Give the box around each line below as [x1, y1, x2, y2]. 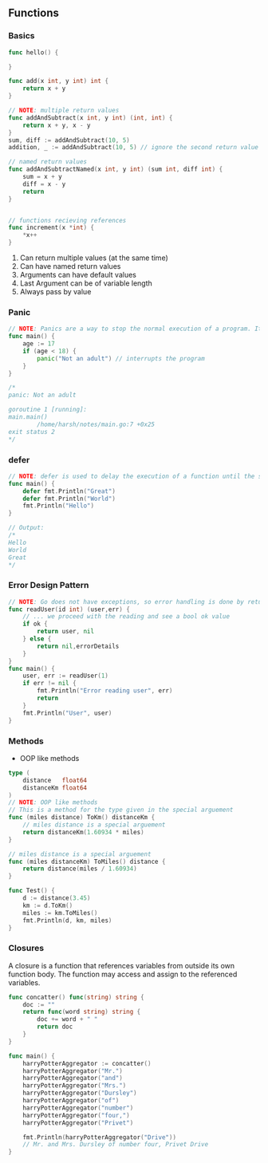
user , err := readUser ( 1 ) [22, 672, 109, 680]
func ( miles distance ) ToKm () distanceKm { [8, 814, 156, 822]
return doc [37, 1023, 73, 1031]
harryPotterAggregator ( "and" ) [22, 1074, 124, 1082]
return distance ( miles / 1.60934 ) [22, 865, 137, 873]
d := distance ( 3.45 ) [22, 894, 91, 902]
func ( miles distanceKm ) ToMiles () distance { [8, 857, 166, 865]
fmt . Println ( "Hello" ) [22, 502, 94, 510]
